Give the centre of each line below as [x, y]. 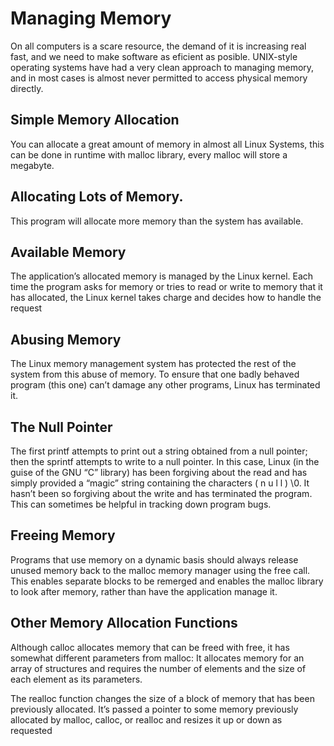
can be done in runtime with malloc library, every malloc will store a [149, 154]
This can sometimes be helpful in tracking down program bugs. [141, 504]
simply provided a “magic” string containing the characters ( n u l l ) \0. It [160, 483]
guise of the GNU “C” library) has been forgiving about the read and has [159, 472]
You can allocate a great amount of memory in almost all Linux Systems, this [167, 144]
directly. [27, 88]
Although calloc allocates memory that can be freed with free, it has [150, 647]
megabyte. [32, 165]
